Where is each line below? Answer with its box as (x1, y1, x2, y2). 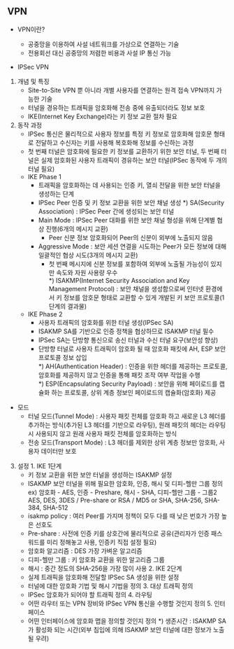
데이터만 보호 (41, 447, 77, 455)
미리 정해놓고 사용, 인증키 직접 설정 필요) (46, 538, 157, 546)
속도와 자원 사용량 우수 (56, 268, 118, 277)
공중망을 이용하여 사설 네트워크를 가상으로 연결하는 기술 (27, 40, 180, 48)
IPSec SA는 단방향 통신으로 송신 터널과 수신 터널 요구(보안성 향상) (38, 335, 219, 344)
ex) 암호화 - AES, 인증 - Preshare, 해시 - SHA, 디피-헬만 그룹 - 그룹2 (27, 488, 218, 496)
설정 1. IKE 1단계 (17, 461, 62, 470)
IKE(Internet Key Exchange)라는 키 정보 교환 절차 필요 (27, 112, 178, 120)
